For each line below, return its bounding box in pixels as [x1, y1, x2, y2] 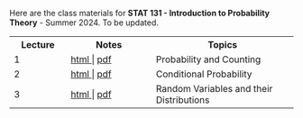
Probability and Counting [155, 53, 262, 66]
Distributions [155, 94, 210, 106]
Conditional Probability [155, 68, 252, 80]
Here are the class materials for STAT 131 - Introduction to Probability [9, 8, 271, 18]
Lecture [21, 39, 56, 50]
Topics [207, 39, 238, 50]
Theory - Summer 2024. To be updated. [9, 17, 160, 28]
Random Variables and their [155, 83, 273, 95]
